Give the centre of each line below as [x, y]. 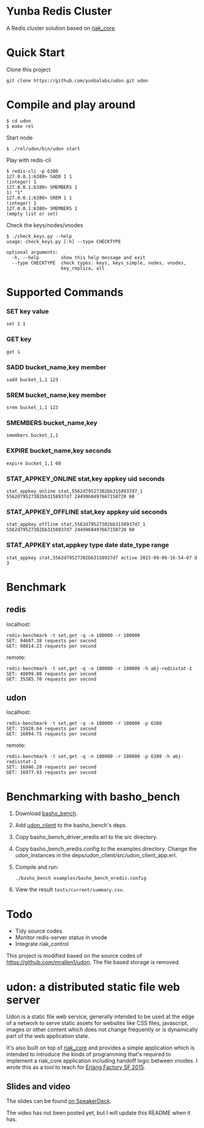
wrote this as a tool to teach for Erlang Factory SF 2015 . [76, 1067]
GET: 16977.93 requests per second [51, 772]
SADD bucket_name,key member [56, 367]
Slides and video [38, 1086]
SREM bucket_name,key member [56, 395]
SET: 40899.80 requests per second [51, 674]
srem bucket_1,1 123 [33, 408]
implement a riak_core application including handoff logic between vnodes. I [102, 1061]
